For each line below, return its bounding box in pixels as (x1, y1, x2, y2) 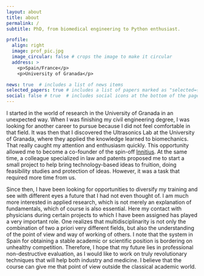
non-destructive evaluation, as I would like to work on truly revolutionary (6, 250, 187, 257)
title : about (6, 15, 39, 21)
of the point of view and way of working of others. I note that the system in (6, 231, 193, 238)
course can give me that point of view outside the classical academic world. (6, 263, 196, 270)
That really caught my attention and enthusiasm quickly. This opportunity (6, 142, 189, 149)
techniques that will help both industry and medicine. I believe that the (6, 257, 182, 264)
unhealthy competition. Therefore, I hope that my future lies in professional (6, 244, 194, 251)
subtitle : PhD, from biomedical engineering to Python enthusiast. (6, 25, 181, 32)
